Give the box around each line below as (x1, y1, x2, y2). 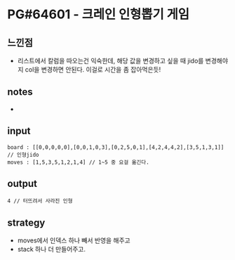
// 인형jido (7, 151, 39, 158)
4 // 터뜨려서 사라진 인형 (7, 197, 73, 204)
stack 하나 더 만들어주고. (17, 245, 86, 254)
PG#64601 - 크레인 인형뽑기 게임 (7, 6, 190, 22)
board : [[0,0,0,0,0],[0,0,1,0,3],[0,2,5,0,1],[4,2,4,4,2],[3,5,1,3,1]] (7, 143, 224, 151)
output (7, 178, 37, 190)
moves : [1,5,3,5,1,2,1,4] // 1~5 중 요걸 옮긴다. (7, 159, 149, 166)
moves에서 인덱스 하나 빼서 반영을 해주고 (17, 236, 131, 245)
